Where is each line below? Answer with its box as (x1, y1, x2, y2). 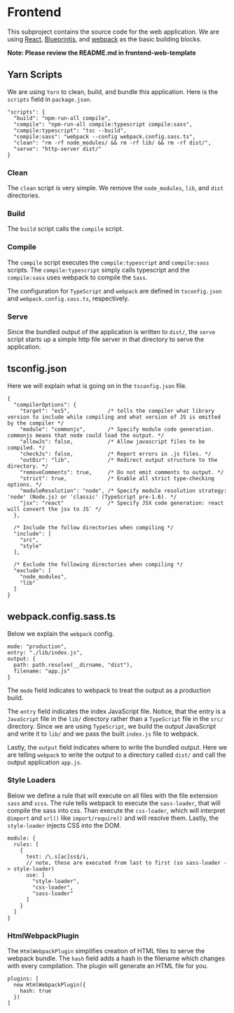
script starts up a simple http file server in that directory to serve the (7, 335, 205, 343)
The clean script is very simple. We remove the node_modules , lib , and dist (7, 184, 224, 192)
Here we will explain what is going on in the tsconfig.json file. (7, 381, 187, 390)
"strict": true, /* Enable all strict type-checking (20, 475, 215, 482)
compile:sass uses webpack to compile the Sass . (7, 273, 148, 282)
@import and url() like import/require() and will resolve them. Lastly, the (7, 814, 219, 822)
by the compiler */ (7, 419, 64, 427)
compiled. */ (7, 444, 46, 451)
